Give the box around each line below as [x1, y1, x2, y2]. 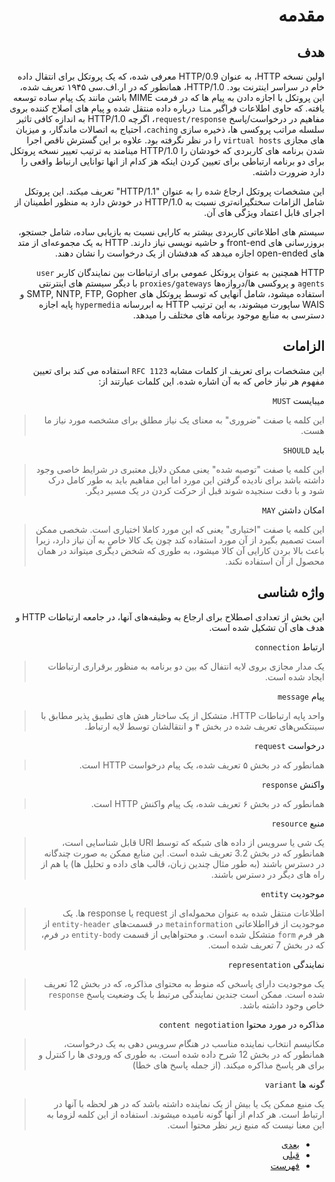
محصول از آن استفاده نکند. [225, 555, 325, 567]
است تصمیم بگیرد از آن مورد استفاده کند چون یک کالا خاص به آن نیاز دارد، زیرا [35, 534, 325, 546]
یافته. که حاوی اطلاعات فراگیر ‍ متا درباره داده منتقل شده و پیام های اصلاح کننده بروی [9, 102, 325, 114]
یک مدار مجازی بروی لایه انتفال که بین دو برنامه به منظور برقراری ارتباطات [47, 660, 325, 672]
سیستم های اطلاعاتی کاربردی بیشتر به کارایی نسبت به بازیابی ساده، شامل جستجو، [18, 226, 325, 238]
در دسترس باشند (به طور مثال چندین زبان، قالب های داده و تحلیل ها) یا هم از [40, 857, 325, 869]
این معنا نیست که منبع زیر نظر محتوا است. [167, 1119, 325, 1131]
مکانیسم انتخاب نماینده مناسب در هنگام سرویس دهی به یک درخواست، [63, 1037, 325, 1049]
